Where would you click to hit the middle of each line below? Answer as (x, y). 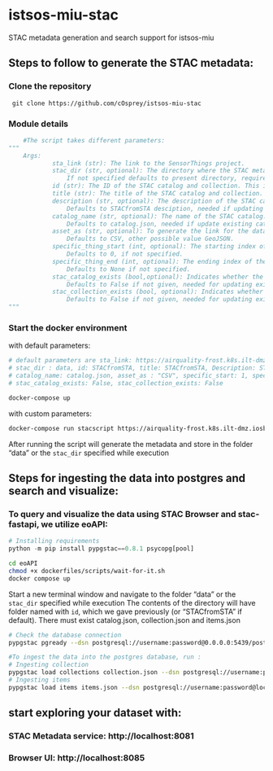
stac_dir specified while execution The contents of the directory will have (132, 602)
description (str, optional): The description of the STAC (154, 201)
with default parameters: (50, 346)
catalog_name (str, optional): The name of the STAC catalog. (159, 216)
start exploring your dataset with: (95, 713)
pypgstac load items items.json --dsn (74, 687)
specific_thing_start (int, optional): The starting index (154, 247)
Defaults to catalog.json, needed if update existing (159, 224)
